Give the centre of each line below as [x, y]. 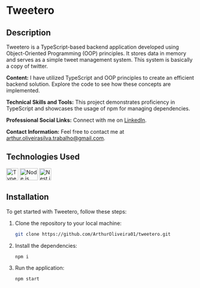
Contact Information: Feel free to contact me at [65, 132]
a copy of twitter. [27, 66]
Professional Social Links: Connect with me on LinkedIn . [76, 120]
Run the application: [40, 268]
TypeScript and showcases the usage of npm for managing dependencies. [98, 108]
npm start [27, 279]
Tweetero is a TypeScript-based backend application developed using [93, 47]
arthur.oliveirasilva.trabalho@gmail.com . [56, 138]
